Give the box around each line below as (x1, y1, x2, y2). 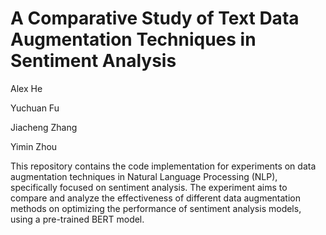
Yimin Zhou (10, 140, 58, 152)
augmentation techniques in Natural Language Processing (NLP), (10, 170, 278, 182)
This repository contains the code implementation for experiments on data (10, 160, 317, 172)
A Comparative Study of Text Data (10, 7, 300, 30)
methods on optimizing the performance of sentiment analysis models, (10, 202, 302, 214)
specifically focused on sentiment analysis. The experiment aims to (10, 181, 288, 193)
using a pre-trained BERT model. (10, 213, 145, 225)
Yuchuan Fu (10, 102, 60, 114)
